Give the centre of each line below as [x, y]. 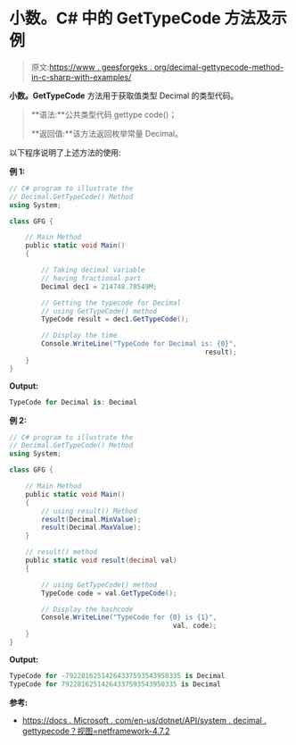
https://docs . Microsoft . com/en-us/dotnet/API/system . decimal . [144, 720]
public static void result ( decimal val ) [101, 561]
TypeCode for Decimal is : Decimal [74, 402]
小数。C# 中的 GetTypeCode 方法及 [140, 18]
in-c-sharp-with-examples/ [81, 77]
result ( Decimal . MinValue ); [91, 519]
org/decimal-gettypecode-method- [219, 67]
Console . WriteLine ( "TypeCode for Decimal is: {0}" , [140, 344]
